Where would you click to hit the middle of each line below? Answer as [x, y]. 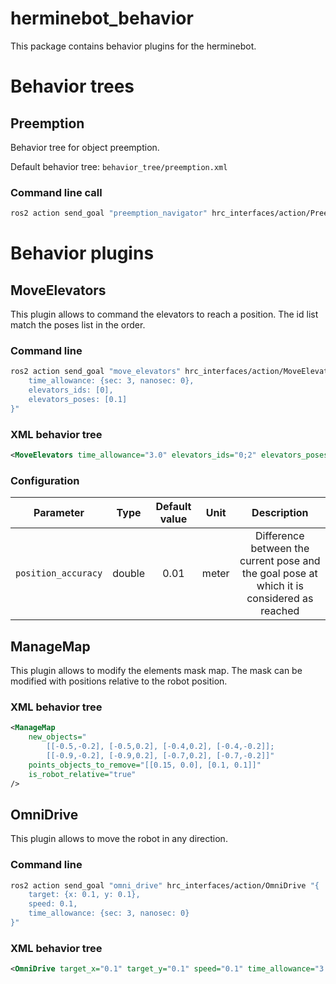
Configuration [45, 480]
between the [280, 549]
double [128, 574]
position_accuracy [59, 573]
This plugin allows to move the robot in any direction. [119, 839]
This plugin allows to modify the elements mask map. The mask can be [156, 671]
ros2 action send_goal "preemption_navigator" [109, 213]
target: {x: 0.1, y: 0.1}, [84, 895]
